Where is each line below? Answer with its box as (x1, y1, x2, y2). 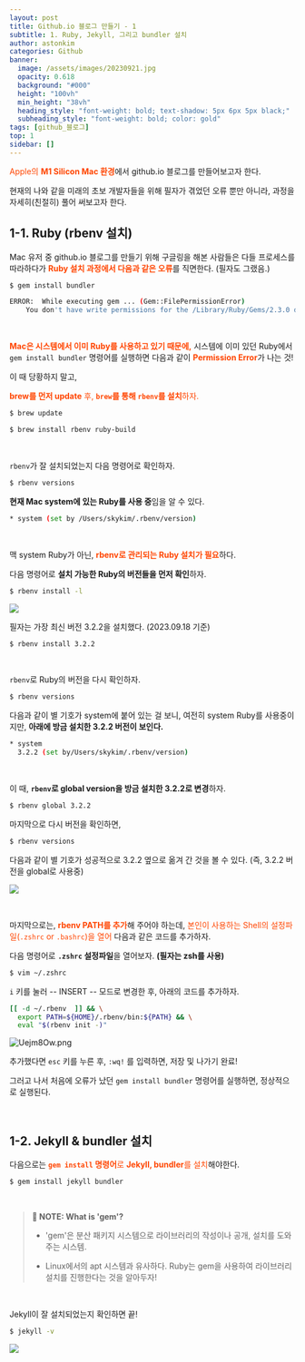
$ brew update (9, 409, 64, 418)
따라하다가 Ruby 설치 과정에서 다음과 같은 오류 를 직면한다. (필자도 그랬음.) (9, 262, 271, 273)
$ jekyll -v (9, 1327, 54, 1336)
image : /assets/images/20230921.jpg (17, 64, 156, 73)
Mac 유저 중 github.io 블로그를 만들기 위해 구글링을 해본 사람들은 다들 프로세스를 (9, 251, 295, 262)
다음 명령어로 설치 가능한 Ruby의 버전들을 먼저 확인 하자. (9, 568, 207, 579)
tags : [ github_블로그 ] (9, 123, 90, 132)
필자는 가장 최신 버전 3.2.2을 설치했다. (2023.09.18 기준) (9, 621, 211, 632)
